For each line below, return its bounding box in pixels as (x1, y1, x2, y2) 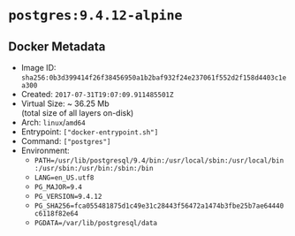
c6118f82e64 (34, 209, 79, 218)
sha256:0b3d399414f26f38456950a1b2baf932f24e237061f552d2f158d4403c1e (20, 73, 287, 82)
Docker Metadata (8, 39, 106, 54)
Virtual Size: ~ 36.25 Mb (20, 98, 110, 109)
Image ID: (20, 63, 57, 72)
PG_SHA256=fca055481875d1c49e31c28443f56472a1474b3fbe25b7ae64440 (34, 202, 284, 210)
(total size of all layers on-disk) (20, 108, 134, 118)
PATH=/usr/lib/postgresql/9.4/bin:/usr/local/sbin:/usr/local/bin (34, 156, 284, 165)
